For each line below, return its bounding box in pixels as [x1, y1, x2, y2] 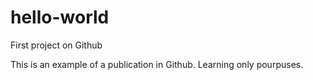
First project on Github [10, 39, 103, 51]
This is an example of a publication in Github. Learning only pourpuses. [10, 58, 304, 70]
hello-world [10, 6, 110, 29]
